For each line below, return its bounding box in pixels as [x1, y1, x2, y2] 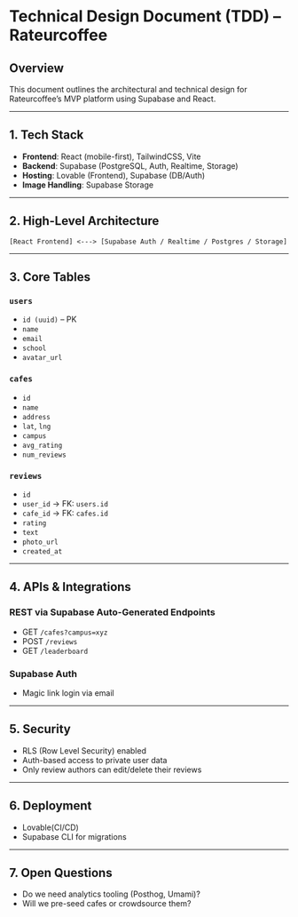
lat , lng [21, 420, 51, 431]
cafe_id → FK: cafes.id [21, 507, 109, 518]
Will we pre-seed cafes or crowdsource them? [21, 898, 192, 909]
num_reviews [21, 451, 67, 459]
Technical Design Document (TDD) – [9, 6, 281, 27]
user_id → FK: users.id [21, 498, 109, 508]
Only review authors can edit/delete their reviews [21, 764, 202, 775]
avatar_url [21, 354, 63, 363]
